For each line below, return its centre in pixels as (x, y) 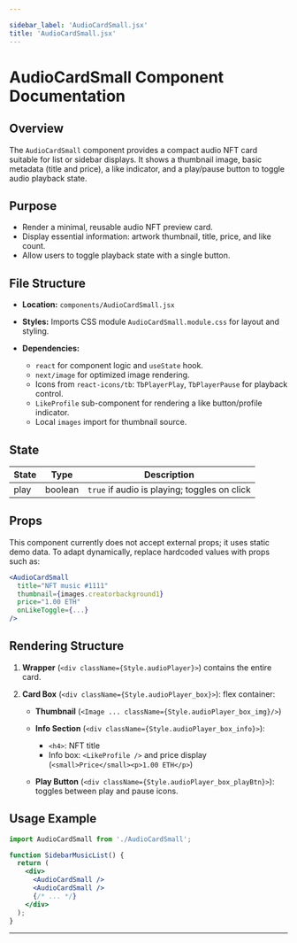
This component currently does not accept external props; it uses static (140, 542)
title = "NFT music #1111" (63, 585)
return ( (33, 863)
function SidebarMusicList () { (67, 855)
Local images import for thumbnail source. (111, 422)
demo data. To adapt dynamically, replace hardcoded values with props (140, 552)
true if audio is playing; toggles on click (169, 490)
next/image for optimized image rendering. (112, 375)
